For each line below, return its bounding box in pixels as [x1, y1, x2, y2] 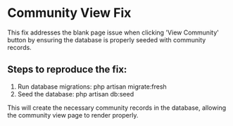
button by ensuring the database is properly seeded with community [7, 35, 206, 44]
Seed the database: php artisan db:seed [17, 89, 134, 98]
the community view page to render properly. [7, 111, 139, 119]
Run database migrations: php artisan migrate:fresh [17, 82, 167, 91]
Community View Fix [7, 5, 132, 21]
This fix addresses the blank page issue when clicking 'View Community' [7, 28, 220, 37]
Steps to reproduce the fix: [7, 63, 127, 75]
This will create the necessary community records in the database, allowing [7, 103, 227, 112]
